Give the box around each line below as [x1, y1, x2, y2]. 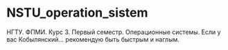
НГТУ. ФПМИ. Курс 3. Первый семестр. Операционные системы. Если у [6, 28, 221, 36]
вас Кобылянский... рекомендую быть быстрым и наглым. [6, 35, 179, 43]
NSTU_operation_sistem [6, 5, 148, 21]
